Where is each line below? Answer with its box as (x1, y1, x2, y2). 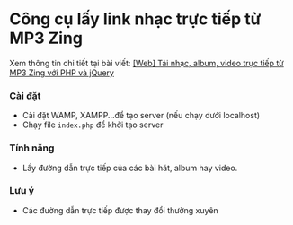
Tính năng (9, 142, 55, 154)
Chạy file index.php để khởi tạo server (22, 119, 164, 130)
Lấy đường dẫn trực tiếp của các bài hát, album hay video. (22, 162, 238, 173)
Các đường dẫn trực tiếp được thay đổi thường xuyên (22, 204, 218, 215)
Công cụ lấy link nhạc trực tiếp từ (9, 9, 262, 30)
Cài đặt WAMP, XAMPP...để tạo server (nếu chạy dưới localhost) (22, 110, 261, 121)
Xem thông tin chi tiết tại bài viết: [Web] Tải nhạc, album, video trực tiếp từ (9, 57, 285, 68)
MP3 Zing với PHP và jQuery (9, 67, 115, 78)
